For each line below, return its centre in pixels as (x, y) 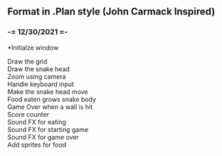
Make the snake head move (48, 91)
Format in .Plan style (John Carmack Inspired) (111, 12)
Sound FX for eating (37, 122)
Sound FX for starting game (48, 129)
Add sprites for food (37, 145)
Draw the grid (27, 61)
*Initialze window (33, 47)
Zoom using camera (37, 76)
